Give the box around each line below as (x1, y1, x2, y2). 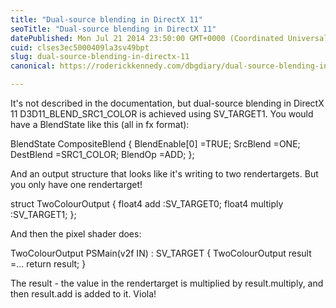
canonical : (10, 61, 56, 71)
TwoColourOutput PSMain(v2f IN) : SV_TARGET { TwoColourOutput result (10, 247, 312, 259)
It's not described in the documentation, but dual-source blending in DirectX (10, 97, 325, 109)
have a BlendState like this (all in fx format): (10, 119, 190, 130)
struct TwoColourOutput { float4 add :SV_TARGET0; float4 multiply (10, 198, 284, 210)
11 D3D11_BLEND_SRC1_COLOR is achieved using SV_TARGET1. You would (10, 108, 314, 120)
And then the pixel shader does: (10, 228, 142, 240)
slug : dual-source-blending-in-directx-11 (10, 52, 190, 62)
